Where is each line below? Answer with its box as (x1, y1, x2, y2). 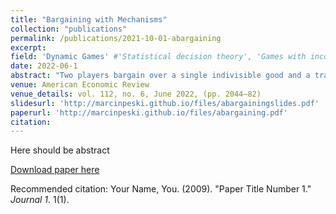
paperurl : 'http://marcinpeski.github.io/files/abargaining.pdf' (10, 107, 288, 118)
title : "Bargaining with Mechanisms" (10, 14, 168, 25)
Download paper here (10, 164, 100, 176)
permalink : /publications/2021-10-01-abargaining (10, 33, 222, 43)
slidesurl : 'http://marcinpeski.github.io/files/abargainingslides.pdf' (10, 98, 320, 108)
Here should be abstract (10, 144, 110, 156)
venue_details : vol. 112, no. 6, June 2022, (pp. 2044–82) (10, 89, 262, 99)
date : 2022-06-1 (10, 61, 78, 71)
